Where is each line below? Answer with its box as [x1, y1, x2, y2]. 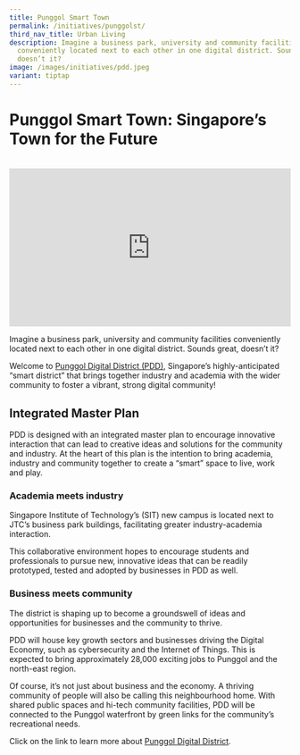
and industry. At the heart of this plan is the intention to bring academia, [9, 449, 274, 458]
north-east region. [9, 663, 77, 674]
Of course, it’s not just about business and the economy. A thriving [9, 680, 254, 691]
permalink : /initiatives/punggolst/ [9, 21, 146, 30]
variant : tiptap [9, 71, 70, 80]
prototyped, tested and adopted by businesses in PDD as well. [9, 565, 238, 576]
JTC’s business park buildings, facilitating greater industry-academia [9, 519, 262, 530]
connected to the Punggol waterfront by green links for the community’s [9, 709, 275, 719]
